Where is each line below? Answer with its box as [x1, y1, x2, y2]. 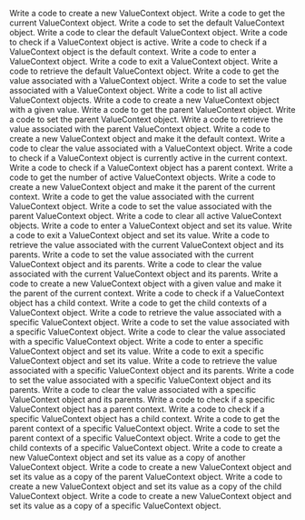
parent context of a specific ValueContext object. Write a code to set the [9, 423, 280, 434]
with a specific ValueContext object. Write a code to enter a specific [9, 336, 264, 346]
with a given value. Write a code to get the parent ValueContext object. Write [9, 105, 296, 115]
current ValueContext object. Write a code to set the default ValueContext [9, 17, 285, 28]
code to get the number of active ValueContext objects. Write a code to [9, 172, 276, 183]
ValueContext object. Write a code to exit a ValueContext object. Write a [9, 56, 279, 66]
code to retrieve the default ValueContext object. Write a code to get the [9, 65, 280, 76]
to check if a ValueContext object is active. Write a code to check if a [9, 36, 268, 47]
